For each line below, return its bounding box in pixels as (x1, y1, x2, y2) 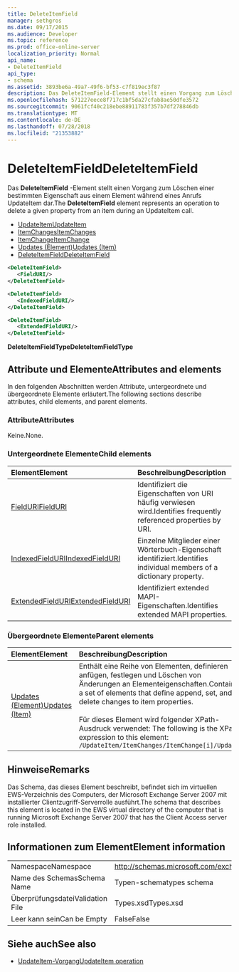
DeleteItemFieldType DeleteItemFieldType (7, 343, 134, 351)
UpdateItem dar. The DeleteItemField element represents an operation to (7, 199, 220, 207)
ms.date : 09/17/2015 (7, 23, 69, 31)
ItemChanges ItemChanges (17, 228, 97, 236)
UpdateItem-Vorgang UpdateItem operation (17, 957, 144, 966)
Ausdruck (78, 723, 112, 733)
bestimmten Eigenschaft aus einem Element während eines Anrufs (7, 192, 202, 200)
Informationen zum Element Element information (7, 841, 225, 853)
